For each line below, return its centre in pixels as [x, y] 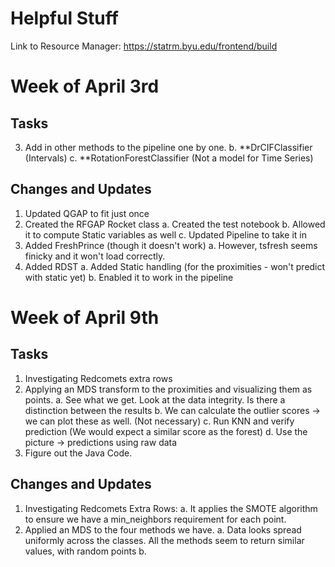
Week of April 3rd [85, 86]
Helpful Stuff [64, 18]
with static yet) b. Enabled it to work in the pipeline [129, 277]
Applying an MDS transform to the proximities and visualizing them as [168, 389]
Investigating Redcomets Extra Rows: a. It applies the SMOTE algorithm [171, 508]
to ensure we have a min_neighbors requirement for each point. [155, 519]
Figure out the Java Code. [78, 453]
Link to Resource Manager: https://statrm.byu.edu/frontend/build [144, 46]
